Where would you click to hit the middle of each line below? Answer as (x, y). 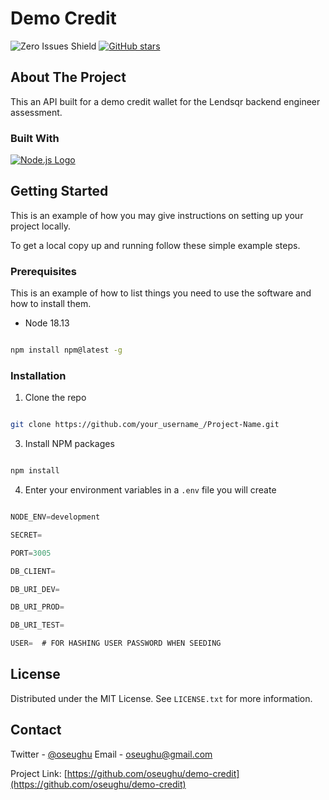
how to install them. (51, 304)
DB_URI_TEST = (37, 625)
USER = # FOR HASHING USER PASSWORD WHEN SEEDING (116, 643)
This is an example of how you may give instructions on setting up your (157, 215)
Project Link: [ (39, 773)
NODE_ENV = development (55, 517)
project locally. (40, 226)
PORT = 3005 (31, 553)
